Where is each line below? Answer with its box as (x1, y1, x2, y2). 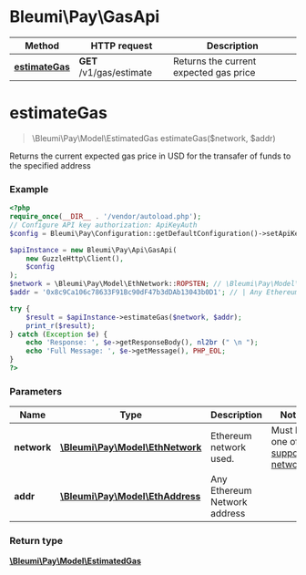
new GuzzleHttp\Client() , (25, 253, 125, 263)
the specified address (9, 159, 91, 170)
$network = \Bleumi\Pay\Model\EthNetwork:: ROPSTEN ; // (9, 280, 222, 289)
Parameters (9, 385, 62, 397)
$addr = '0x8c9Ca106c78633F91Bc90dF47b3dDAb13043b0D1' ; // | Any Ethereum (9, 288, 300, 297)
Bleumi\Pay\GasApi (9, 6, 160, 27)
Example (9, 182, 49, 195)
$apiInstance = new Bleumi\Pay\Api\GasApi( (9, 245, 178, 254)
